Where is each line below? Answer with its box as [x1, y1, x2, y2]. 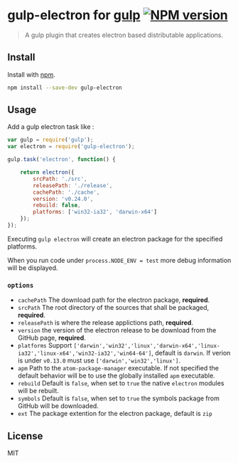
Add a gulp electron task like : [7, 123, 94, 131]
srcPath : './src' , [33, 175, 87, 182]
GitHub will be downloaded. [17, 402, 99, 410]
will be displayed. [7, 264, 58, 272]
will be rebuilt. [17, 387, 59, 395]
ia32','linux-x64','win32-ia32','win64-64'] [17, 350, 152, 358]
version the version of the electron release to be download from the [17, 326, 217, 335]
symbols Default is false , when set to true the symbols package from [17, 394, 220, 402]
